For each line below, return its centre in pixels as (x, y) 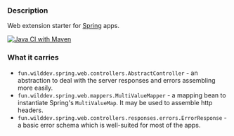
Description (28, 11)
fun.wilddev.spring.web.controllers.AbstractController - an (108, 73)
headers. (30, 110)
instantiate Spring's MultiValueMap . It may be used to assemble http (115, 102)
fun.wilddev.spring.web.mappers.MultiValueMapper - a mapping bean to (122, 95)
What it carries (33, 57)
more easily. (35, 88)
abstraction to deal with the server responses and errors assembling (116, 80)
